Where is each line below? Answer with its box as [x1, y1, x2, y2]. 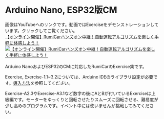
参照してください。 [34, 80, 73, 86]
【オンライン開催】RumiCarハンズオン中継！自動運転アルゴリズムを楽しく [5, 34, 155, 40]
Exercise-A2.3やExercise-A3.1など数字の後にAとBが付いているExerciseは [5, 90, 151, 96]
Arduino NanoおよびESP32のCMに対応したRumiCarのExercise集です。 [5, 63, 147, 69]
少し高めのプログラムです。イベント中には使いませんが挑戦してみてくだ [5, 102, 150, 108]
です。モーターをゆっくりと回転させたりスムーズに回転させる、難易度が [13, 96, 159, 102]
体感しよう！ [13, 40, 40, 46]
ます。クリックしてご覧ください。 [9, 27, 78, 33]
